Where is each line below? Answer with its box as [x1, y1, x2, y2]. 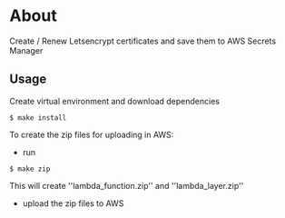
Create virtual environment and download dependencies [9, 95, 221, 106]
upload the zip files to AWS [22, 197, 124, 209]
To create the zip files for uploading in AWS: [9, 129, 174, 140]
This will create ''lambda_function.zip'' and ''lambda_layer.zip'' [9, 180, 244, 191]
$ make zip [9, 164, 51, 173]
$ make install [9, 113, 67, 123]
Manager [9, 45, 44, 55]
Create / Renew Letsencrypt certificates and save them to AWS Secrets [9, 35, 277, 46]
